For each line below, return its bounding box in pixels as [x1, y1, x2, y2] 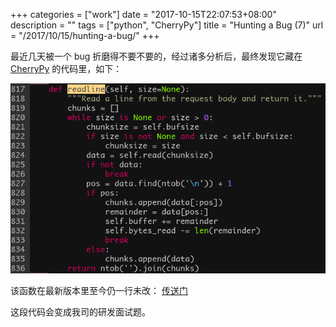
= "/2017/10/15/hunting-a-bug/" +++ [10, 30, 160, 41]
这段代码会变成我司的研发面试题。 [10, 305, 151, 318]
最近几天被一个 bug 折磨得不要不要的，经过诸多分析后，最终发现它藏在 [10, 50, 303, 62]
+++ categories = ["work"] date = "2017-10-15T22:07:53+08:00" [10, 9, 277, 20]
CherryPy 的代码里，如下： [10, 63, 123, 74]
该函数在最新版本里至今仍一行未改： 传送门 [10, 284, 188, 296]
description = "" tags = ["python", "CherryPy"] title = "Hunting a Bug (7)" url [10, 19, 324, 31]
